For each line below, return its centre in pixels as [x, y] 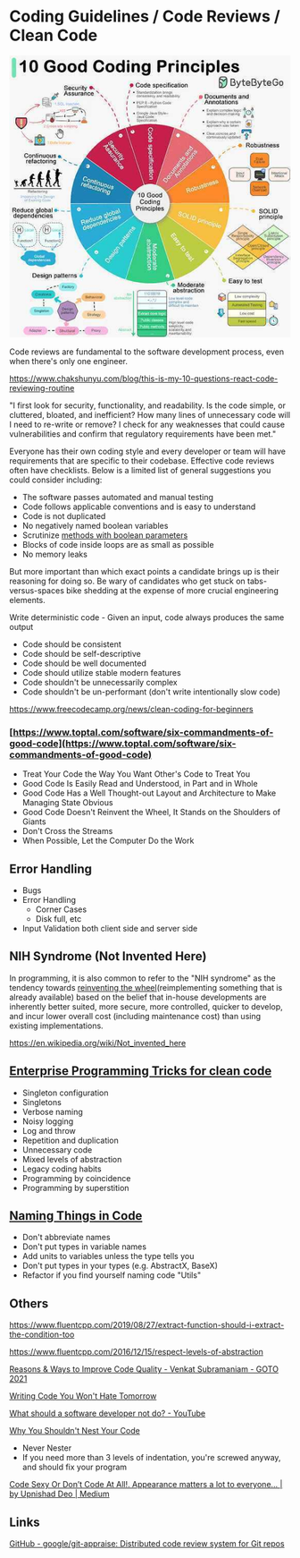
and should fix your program [75, 1467]
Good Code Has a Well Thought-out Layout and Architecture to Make [149, 793]
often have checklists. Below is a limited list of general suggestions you [140, 470]
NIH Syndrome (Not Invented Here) [108, 956]
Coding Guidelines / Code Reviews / [145, 17]
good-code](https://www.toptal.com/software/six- [123, 743]
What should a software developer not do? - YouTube [108, 1413]
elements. [28, 600]
